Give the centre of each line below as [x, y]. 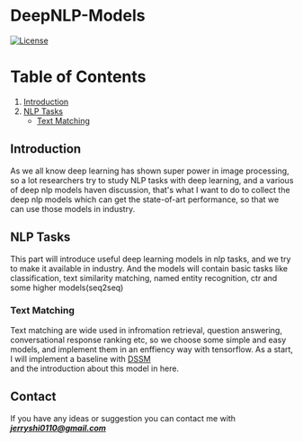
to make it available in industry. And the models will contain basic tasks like [149, 268]
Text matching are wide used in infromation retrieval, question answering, [146, 330]
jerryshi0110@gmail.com [58, 428]
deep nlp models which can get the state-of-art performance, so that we [145, 199]
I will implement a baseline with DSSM [80, 358]
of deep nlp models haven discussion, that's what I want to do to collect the [150, 190]
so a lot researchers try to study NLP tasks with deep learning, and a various [152, 180]
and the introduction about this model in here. [94, 368]
